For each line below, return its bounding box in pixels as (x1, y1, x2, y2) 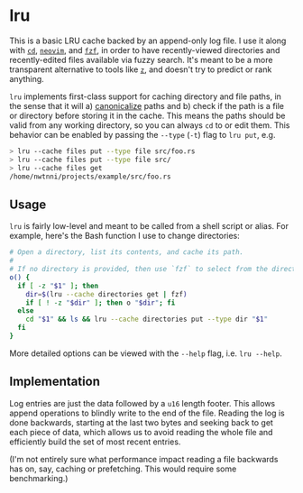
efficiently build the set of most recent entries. (9, 436, 181, 447)
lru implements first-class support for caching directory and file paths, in (9, 91, 282, 102)
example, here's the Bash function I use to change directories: (9, 231, 241, 242)
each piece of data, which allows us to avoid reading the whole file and (9, 426, 273, 437)
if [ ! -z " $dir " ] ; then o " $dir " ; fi (25, 298, 176, 307)
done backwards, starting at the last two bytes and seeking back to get (9, 416, 273, 428)
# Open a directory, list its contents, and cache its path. (9, 248, 244, 257)
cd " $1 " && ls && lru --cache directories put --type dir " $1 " (25, 315, 269, 324)
